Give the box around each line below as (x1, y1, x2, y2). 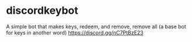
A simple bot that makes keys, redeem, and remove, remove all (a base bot (6, 23, 186, 30)
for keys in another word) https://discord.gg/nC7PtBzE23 (6, 29, 144, 36)
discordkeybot (6, 4, 78, 17)
